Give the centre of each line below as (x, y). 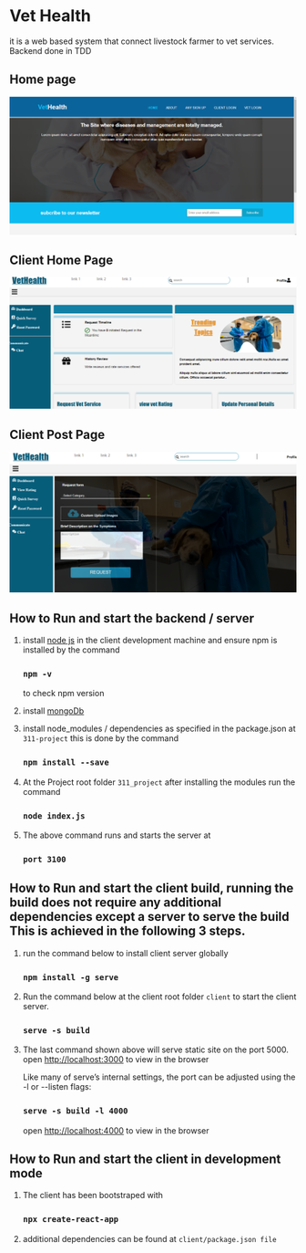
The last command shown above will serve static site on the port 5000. (156, 1049)
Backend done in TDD (51, 50)
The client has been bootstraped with (93, 1196)
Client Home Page (61, 261)
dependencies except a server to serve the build (149, 917)
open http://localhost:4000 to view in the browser (116, 1130)
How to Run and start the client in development (145, 1159)
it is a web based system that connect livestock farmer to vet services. (142, 41)
